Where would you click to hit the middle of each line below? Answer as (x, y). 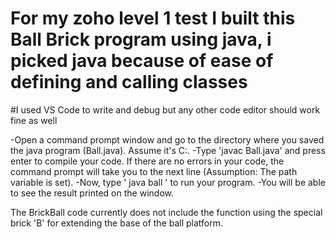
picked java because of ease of (142, 61)
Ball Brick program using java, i (141, 39)
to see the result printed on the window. (92, 193)
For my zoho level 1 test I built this (153, 18)
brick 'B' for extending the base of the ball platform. (117, 223)
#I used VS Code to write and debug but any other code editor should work (165, 109)
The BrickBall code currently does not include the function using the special (166, 212)
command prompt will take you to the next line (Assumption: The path (154, 171)
